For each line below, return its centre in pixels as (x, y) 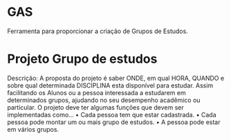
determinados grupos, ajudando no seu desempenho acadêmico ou (104, 100)
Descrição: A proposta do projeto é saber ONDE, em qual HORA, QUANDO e (116, 78)
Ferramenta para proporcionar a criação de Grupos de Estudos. (98, 31)
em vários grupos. (33, 129)
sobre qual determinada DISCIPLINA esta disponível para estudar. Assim (110, 85)
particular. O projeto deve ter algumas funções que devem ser (96, 107)
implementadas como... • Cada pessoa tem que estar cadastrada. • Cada (112, 114)
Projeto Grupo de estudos (82, 59)
